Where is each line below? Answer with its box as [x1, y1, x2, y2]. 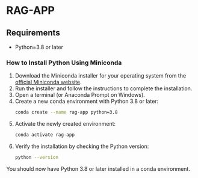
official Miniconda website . [14, 79, 82, 86]
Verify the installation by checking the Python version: [14, 143, 149, 150]
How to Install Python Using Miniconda [6, 58, 122, 67]
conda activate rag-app [14, 132, 75, 138]
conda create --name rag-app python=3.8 [14, 109, 118, 115]
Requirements [6, 28, 60, 38]
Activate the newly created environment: [14, 120, 116, 127]
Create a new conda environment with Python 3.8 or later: [14, 97, 159, 105]
